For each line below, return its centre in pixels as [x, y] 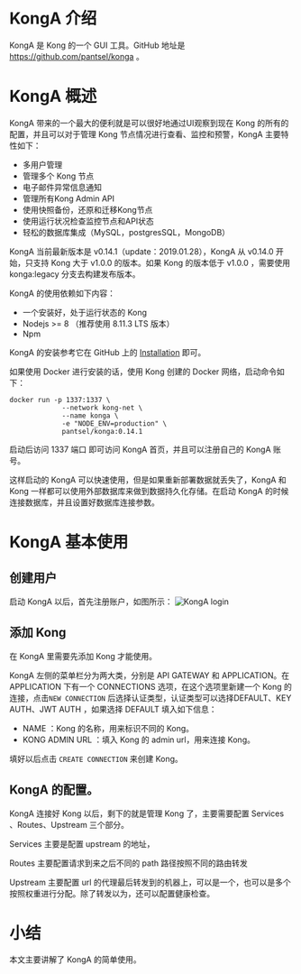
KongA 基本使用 [69, 542]
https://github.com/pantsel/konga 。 [77, 56]
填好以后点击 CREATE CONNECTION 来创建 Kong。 [96, 758]
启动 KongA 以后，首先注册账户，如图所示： [91, 602]
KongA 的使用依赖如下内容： [62, 293]
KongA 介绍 [53, 18]
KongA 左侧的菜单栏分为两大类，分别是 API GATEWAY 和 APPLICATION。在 [150, 675]
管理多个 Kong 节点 [58, 176]
